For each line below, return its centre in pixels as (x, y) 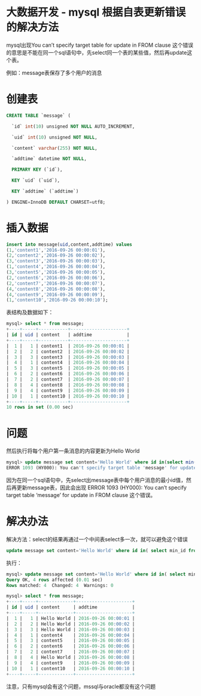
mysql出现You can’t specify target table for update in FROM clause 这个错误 (100, 45)
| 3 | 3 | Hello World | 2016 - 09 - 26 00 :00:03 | (71, 629)
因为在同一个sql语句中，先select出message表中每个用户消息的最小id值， (96, 480)
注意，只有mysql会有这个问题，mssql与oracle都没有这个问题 (81, 686)
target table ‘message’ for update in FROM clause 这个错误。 (81, 495)
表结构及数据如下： (30, 312)
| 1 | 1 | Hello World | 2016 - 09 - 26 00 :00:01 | (71, 618)
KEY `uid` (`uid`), (36, 180)
